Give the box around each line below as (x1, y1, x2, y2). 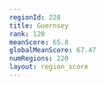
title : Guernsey (9, 21, 69, 30)
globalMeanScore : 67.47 (9, 46, 97, 55)
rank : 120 (9, 29, 46, 38)
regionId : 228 (9, 12, 62, 22)
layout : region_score (9, 63, 89, 72)
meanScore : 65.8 (9, 37, 69, 47)
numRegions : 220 (9, 54, 69, 63)
